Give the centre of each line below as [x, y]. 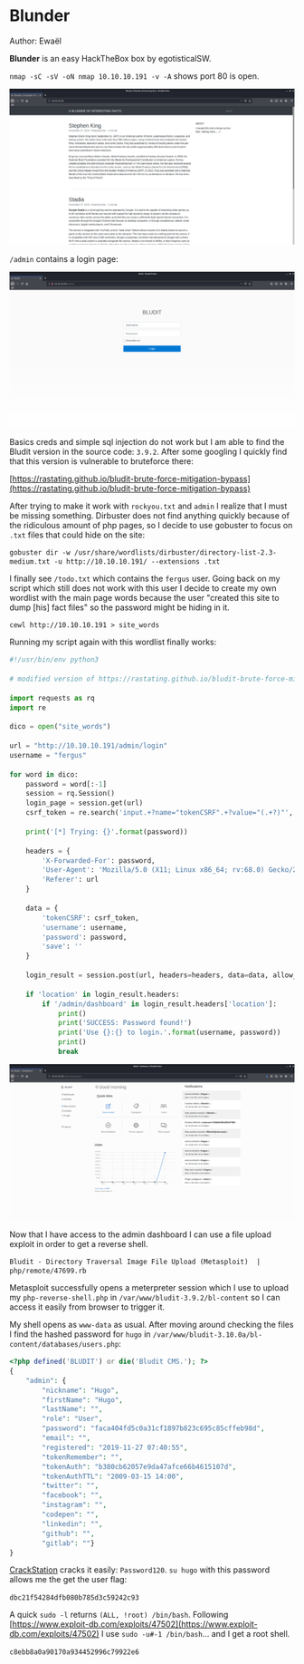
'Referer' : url [71, 880]
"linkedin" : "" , [72, 1524]
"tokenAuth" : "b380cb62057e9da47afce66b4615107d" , [139, 1466]
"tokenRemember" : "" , [83, 1457]
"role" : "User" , [72, 1419]
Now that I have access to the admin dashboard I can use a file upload [140, 1234]
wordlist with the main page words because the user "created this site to [144, 598]
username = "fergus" [48, 755]
